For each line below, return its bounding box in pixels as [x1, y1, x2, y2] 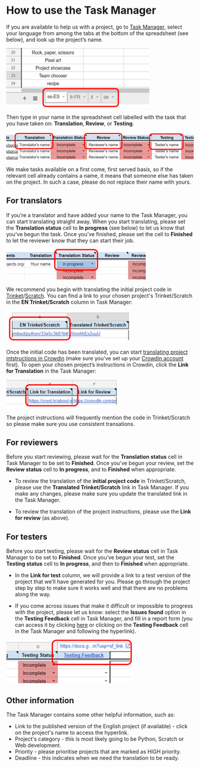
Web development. [14, 742, 61, 749]
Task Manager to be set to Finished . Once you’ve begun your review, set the [6, 460, 194, 467]
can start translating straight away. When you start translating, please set [6, 218, 186, 225]
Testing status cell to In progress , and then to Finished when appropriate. [6, 560, 189, 567]
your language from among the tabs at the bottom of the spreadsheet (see [6, 29, 189, 36]
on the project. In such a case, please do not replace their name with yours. [6, 178, 192, 185]
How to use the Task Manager [6, 4, 157, 17]
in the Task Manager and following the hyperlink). [14, 627, 137, 635]
